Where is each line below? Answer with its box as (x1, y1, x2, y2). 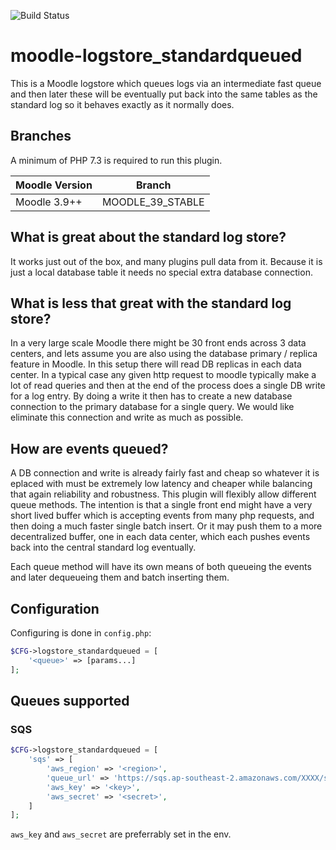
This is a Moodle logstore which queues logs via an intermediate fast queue (10, 77, 322, 89)
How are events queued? (10, 440, 169, 457)
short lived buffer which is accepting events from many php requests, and (10, 510, 315, 522)
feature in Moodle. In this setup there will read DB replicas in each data (10, 358, 302, 370)
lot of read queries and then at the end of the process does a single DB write (10, 380, 326, 392)
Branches (10, 128, 72, 145)
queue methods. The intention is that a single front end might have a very (10, 499, 313, 511)
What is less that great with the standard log (10, 295, 292, 312)
